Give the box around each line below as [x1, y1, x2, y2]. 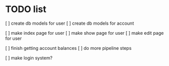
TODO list [5, 4, 47, 15]
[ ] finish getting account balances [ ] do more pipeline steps [5, 45, 132, 51]
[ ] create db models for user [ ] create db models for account [5, 20, 134, 26]
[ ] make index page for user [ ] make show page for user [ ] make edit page [5, 30, 164, 36]
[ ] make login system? [5, 54, 53, 61]
